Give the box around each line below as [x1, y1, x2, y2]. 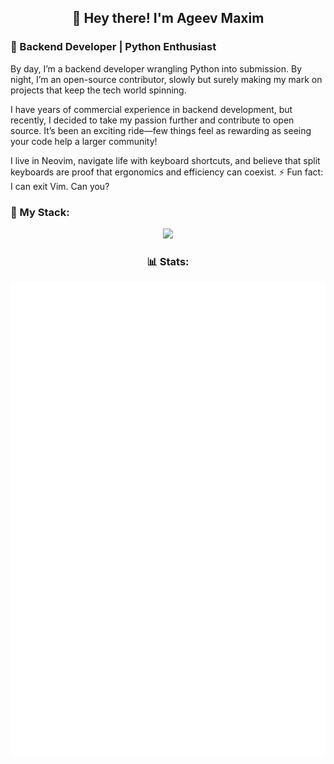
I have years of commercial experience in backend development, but [10, 103, 293, 115]
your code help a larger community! [10, 135, 158, 147]
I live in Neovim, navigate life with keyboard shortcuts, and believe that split [10, 154, 321, 166]
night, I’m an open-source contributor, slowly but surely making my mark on [10, 73, 323, 85]
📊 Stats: [146, 254, 190, 268]
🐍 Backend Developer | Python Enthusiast [10, 40, 217, 54]
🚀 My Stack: [10, 205, 70, 219]
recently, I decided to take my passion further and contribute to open [10, 114, 295, 126]
